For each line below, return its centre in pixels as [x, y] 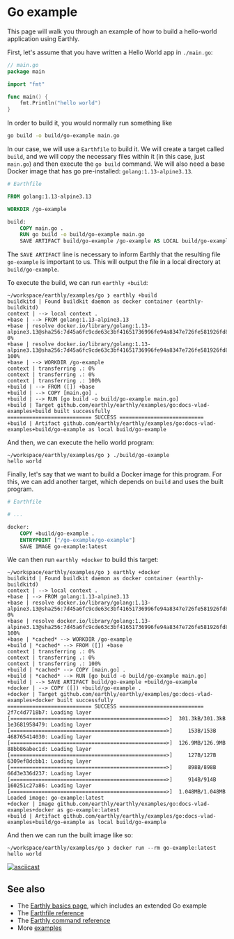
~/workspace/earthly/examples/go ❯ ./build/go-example [88, 456]
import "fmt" [26, 84]
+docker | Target [32, 694]
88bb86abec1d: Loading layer [49, 750]
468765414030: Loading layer [49, 737]
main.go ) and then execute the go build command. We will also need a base [116, 164]
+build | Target [31, 405]
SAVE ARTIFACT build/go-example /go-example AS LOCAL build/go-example [126, 241]
